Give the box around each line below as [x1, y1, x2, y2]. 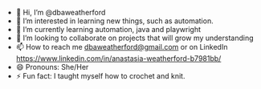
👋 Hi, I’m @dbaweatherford [15, 8, 106, 17]
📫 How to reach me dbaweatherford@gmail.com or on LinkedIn [15, 42, 228, 51]
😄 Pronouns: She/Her [15, 63, 89, 71]
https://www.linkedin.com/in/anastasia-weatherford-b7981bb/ [15, 54, 222, 63]
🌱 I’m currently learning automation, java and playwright [15, 25, 202, 34]
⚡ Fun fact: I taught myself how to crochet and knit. [15, 71, 186, 80]
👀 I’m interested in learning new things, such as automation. [15, 16, 214, 26]
